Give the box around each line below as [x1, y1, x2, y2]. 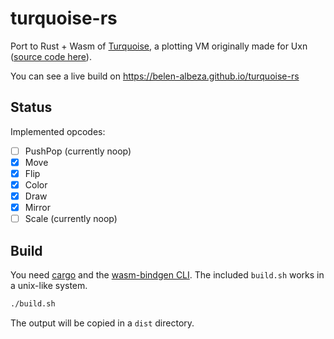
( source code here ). [10, 50, 92, 62]
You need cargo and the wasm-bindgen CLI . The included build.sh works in [10, 269, 325, 281]
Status [10, 99, 53, 116]
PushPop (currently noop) [24, 145, 132, 157]
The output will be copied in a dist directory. [10, 317, 195, 329]
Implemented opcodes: [10, 125, 106, 137]
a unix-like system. [10, 280, 88, 291]
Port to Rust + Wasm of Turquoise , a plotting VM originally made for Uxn [10, 40, 308, 52]
